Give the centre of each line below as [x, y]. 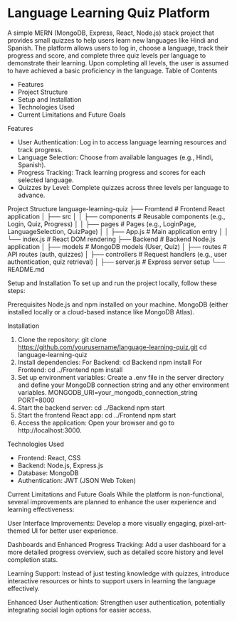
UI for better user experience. [75, 531]
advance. [31, 195]
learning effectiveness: [41, 509]
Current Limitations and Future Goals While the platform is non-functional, [116, 494]
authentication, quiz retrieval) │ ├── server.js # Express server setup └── [116, 262]
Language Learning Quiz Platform [109, 13]
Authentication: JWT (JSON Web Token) [77, 480]
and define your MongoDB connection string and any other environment [123, 385]
